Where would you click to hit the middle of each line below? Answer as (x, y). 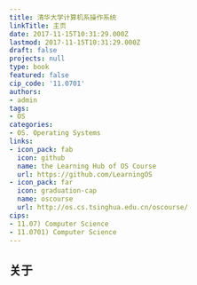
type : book (29, 67)
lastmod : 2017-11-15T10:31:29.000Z (75, 42)
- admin (24, 100)
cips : (19, 215)
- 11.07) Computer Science (59, 224)
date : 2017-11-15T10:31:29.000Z (69, 34)
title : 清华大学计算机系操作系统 (63, 17)
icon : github (41, 158)
